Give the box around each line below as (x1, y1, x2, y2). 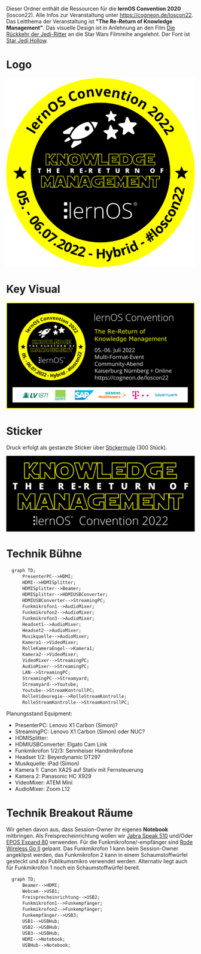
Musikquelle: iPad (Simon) (14, 760, 80, 767)
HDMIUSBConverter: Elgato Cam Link (14, 741, 108, 748)
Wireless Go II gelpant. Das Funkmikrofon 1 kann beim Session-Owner (6, 845, 179, 852)
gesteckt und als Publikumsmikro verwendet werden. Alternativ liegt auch (6, 857, 188, 865)
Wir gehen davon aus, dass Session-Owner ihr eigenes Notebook (6, 826, 169, 833)
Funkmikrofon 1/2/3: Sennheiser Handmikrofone (14, 747, 133, 754)
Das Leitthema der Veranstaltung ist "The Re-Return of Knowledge (6, 18, 173, 25)
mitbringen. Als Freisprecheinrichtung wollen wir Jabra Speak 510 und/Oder (6, 832, 193, 839)
